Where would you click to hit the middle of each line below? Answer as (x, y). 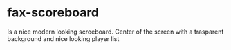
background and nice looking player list (63, 38)
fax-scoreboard (53, 13)
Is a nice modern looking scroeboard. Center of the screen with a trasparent (115, 32)
